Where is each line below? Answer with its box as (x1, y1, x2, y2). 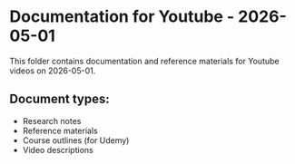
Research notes (22, 115, 82, 126)
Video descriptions (22, 144, 93, 155)
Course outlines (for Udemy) (22, 134, 130, 146)
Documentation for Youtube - (9, 6, 235, 27)
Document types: (9, 92, 111, 107)
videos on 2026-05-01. (9, 65, 96, 76)
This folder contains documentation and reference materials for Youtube (9, 55, 280, 66)
